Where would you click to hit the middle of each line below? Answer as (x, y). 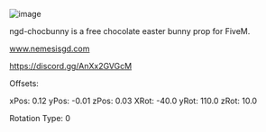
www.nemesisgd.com (50, 48)
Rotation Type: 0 (40, 118)
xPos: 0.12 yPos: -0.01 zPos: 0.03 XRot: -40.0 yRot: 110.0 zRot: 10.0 (133, 101)
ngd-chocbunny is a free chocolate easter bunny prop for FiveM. (130, 31)
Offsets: (24, 84)
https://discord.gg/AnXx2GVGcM (71, 66)
